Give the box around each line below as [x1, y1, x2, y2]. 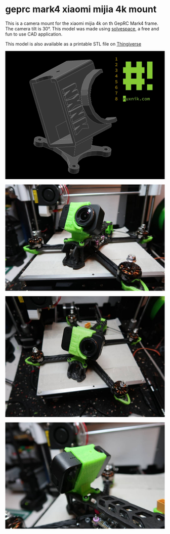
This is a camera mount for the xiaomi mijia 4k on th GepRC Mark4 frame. [5, 20, 158, 26]
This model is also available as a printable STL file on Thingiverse [5, 40, 142, 47]
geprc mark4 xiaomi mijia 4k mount [5, 4, 157, 15]
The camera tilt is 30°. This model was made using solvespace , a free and [5, 25, 159, 31]
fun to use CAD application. [5, 31, 63, 37]
